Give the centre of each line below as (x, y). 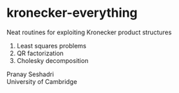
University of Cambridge (42, 81)
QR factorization (40, 53)
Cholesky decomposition (52, 60)
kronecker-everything (72, 13)
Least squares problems (51, 45)
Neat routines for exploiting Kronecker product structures (89, 32)
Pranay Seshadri (30, 74)
